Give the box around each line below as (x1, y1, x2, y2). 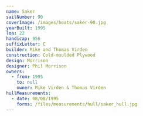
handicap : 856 (6, 36, 41, 42)
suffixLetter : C (6, 42, 46, 47)
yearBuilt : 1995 (6, 25, 46, 31)
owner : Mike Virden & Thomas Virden (16, 85, 107, 91)
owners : (6, 69, 25, 74)
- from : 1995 (11, 74, 43, 80)
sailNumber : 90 (6, 14, 43, 20)
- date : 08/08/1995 (11, 95, 59, 101)
